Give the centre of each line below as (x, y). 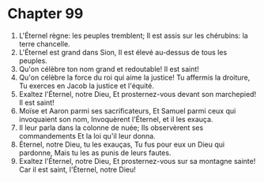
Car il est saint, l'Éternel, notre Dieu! (77, 169)
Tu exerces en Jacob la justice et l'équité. (87, 85)
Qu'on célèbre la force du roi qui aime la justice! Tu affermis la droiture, (134, 77)
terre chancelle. (44, 43)
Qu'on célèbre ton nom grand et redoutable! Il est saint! (109, 69)
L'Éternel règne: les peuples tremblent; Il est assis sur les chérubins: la (133, 35)
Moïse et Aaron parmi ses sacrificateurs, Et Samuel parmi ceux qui (127, 110)
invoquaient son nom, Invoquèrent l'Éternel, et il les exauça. (116, 119)
